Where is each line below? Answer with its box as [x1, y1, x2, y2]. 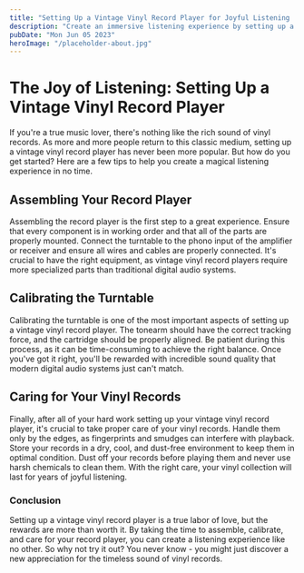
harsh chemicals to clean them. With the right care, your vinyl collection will [9, 461, 292, 472]
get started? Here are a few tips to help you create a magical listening [9, 156, 270, 167]
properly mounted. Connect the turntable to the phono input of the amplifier [9, 235, 293, 246]
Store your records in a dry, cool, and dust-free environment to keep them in [9, 442, 295, 453]
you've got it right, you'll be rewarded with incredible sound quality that [9, 353, 277, 364]
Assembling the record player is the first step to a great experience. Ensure [9, 216, 290, 227]
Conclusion [9, 494, 62, 507]
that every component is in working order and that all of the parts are [9, 226, 268, 236]
